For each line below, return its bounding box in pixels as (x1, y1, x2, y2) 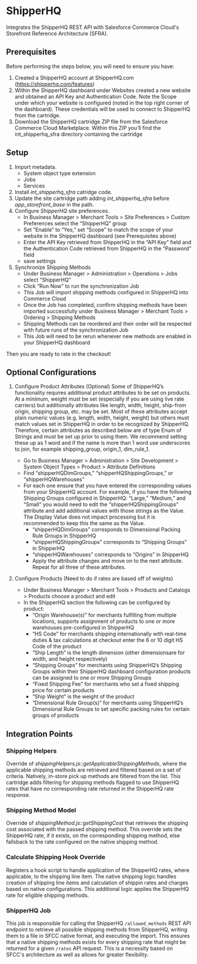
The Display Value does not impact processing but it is (23, 513, 156, 520)
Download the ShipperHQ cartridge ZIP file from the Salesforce (14, 118, 168, 125)
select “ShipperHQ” (23, 276, 72, 283)
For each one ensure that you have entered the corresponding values (23, 482, 192, 489)
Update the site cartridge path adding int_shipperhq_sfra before (14, 195, 169, 202)
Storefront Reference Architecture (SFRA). (6, 29, 109, 37)
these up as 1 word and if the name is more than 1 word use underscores (14, 440, 191, 447)
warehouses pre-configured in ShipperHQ (32, 624, 134, 631)
